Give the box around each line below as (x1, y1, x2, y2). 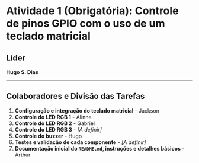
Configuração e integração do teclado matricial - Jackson (14, 107, 160, 114)
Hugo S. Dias (6, 69, 38, 75)
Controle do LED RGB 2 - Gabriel (14, 120, 95, 127)
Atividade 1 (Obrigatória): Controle (6, 4, 179, 18)
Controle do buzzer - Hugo (14, 132, 82, 139)
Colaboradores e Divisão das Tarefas (6, 91, 145, 101)
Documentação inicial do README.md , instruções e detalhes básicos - (14, 145, 185, 152)
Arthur (14, 151, 31, 158)
